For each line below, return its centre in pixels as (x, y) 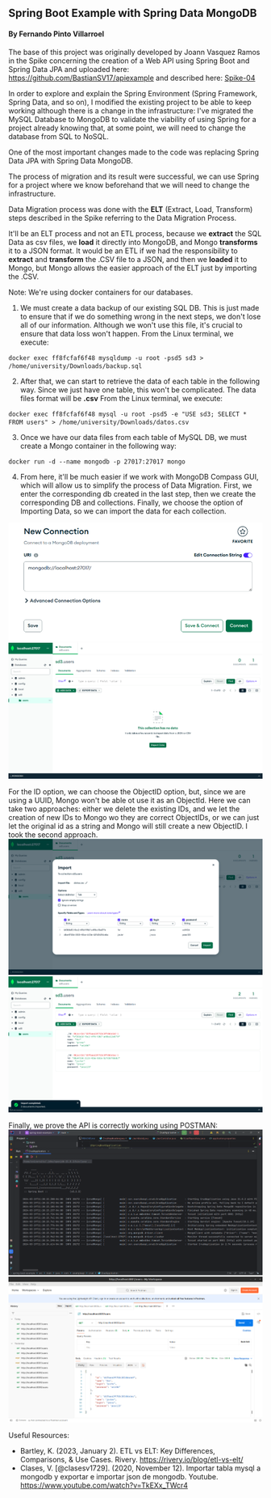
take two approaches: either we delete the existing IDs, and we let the (124, 809)
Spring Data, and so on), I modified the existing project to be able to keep (130, 102)
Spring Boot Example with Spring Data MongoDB (133, 13)
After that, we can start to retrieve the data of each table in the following (140, 381)
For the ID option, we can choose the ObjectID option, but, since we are (127, 792)
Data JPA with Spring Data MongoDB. (71, 160)
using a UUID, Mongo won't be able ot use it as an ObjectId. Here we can (129, 801)
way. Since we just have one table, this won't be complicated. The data (138, 389)
